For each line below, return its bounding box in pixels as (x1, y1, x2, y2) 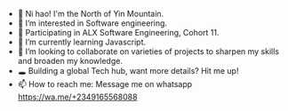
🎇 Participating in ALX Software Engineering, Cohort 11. (17, 28, 220, 37)
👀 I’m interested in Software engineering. (17, 18, 167, 28)
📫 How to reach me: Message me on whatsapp (17, 79, 193, 89)
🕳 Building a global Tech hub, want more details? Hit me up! (17, 66, 239, 75)
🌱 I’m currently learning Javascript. (17, 36, 147, 47)
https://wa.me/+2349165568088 (17, 91, 138, 102)
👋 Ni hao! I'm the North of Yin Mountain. (17, 9, 164, 19)
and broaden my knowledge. (17, 56, 123, 66)
